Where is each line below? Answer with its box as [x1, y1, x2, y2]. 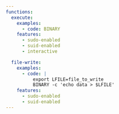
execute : [11, 15, 33, 21]
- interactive [21, 49, 58, 55]
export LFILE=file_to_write [32, 76, 104, 82]
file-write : [11, 59, 42, 65]
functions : [5, 8, 33, 15]
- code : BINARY [21, 25, 61, 32]
